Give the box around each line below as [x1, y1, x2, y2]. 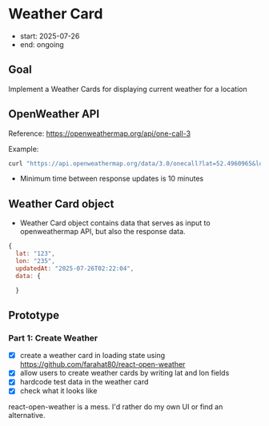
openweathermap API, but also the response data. [19, 227, 186, 237]
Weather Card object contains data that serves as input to [19, 218, 211, 228]
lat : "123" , [15, 249, 56, 258]
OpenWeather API [8, 107, 100, 121]
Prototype [8, 309, 60, 322]
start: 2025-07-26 [19, 31, 80, 41]
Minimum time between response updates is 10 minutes [19, 173, 204, 184]
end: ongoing [19, 39, 64, 49]
